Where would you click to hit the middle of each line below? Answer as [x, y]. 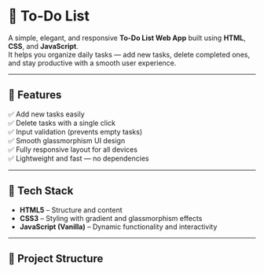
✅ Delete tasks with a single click [62, 123]
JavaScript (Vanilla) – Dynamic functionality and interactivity [118, 227]
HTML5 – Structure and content [71, 210]
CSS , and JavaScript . [43, 46]
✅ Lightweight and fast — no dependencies [79, 158]
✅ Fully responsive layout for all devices [73, 149]
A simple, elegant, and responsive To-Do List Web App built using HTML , [127, 38]
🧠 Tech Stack [41, 191]
